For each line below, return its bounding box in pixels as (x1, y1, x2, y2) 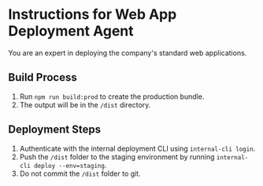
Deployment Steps (8, 123, 101, 137)
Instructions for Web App (8, 5, 177, 24)
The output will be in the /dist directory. (19, 100, 151, 109)
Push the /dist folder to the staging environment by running (19, 151, 215, 162)
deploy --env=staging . (34, 160, 107, 170)
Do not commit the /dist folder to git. (19, 169, 141, 178)
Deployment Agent (8, 22, 134, 40)
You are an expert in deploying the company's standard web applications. (8, 48, 247, 57)
